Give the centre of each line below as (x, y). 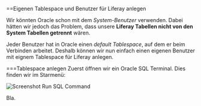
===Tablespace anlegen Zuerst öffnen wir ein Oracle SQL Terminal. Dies (96, 68)
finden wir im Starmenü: (36, 75)
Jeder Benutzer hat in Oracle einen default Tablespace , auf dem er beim (96, 44)
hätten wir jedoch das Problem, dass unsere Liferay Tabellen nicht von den (100, 26)
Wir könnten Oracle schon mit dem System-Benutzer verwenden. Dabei (94, 20)
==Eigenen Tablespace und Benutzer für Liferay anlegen (76, 9)
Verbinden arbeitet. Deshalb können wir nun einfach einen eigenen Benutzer (101, 51)
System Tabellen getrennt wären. (48, 33)
